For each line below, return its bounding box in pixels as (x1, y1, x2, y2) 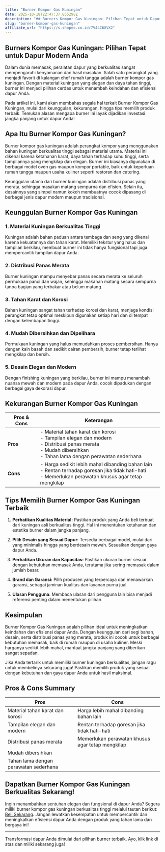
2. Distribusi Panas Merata (5, 262, 70, 269)
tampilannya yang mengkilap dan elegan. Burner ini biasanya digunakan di (5, 158, 156, 165)
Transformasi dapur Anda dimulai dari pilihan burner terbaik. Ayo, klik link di (5, 836, 158, 842)
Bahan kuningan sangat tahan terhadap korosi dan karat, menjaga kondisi (5, 307, 154, 313)
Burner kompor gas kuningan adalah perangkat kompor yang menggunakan (5, 143, 159, 149)
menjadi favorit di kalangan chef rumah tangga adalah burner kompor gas (5, 75, 154, 81)
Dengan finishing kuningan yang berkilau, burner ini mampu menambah (5, 375, 150, 381)
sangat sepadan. (5, 650, 39, 656)
